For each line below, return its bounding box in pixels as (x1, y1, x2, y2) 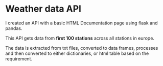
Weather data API (5, 3, 82, 15)
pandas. (5, 25, 22, 31)
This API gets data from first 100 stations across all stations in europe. (5, 35, 155, 41)
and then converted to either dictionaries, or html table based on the (5, 50, 149, 56)
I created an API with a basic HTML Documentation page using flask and (5, 20, 158, 26)
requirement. (5, 55, 32, 61)
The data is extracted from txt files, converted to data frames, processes (5, 45, 158, 51)
